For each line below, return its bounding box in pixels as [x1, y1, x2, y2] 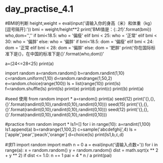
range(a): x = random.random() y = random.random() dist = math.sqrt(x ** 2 [5, 147, 159, 153]
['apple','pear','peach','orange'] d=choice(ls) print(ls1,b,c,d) [5, 131, 124, 138]
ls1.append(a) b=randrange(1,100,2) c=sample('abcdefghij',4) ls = [5, 126, 137, 132]
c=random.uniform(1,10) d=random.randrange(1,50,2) [5, 75, 113, 81]
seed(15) [108, 101, 126, 107]
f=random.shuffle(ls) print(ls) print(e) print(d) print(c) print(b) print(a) [5, 86, 144, 92]
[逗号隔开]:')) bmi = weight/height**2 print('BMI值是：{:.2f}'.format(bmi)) [5, 26, 152, 32]
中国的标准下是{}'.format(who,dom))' [30, 50, 104, 57]
